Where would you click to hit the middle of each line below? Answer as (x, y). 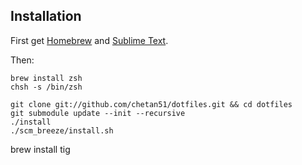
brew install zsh (46, 78)
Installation (46, 16)
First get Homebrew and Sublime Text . (89, 40)
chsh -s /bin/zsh (46, 87)
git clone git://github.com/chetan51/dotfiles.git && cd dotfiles (151, 104)
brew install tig (40, 149)
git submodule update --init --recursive (98, 113)
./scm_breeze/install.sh (62, 130)
